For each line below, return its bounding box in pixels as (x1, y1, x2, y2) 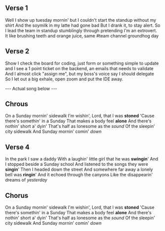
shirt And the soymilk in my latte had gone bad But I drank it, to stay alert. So (5, 22, 161, 28)
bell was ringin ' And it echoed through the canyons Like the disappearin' (5, 172, 153, 178)
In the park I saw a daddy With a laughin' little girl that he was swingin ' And (5, 156, 159, 162)
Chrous (5, 100, 29, 108)
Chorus (5, 191, 29, 199)
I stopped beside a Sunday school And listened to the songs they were (5, 161, 149, 167)
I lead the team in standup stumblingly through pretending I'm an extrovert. (5, 27, 158, 34)
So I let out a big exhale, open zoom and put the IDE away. (5, 76, 124, 82)
